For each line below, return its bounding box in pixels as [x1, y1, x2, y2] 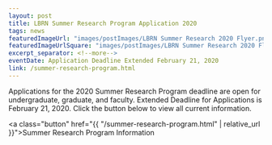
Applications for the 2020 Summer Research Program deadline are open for [8, 86, 261, 96]
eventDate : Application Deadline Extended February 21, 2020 [8, 57, 219, 65]
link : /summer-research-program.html [8, 64, 136, 72]
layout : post [8, 11, 53, 20]
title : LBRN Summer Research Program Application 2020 [8, 19, 198, 27]
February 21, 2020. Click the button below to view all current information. [8, 103, 253, 113]
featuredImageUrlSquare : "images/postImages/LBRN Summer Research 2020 [8, 42, 255, 50]
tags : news [8, 27, 45, 35]
